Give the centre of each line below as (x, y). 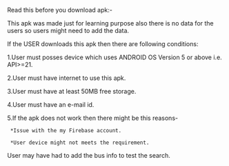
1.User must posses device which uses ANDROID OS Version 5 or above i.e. (114, 57)
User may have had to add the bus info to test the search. (89, 155)
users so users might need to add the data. (68, 31)
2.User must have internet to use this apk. (67, 78)
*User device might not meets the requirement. (80, 143)
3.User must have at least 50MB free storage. (72, 91)
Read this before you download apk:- (60, 10)
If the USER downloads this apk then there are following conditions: (103, 44)
